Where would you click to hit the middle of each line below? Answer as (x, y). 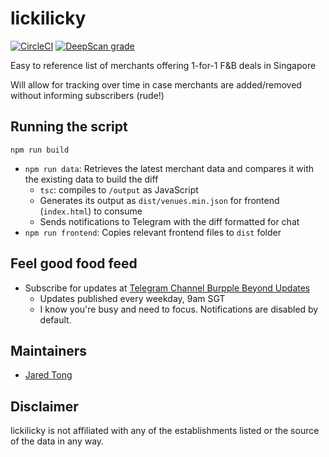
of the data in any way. (57, 441)
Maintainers (49, 350)
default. (55, 319)
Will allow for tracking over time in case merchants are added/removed (156, 84)
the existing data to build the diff (91, 179)
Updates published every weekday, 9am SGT (132, 298)
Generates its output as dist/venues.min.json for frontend (159, 200)
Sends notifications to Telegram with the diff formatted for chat (169, 221)
